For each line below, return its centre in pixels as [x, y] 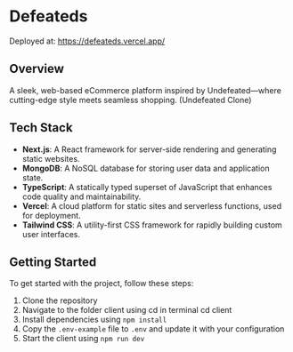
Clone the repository [60, 300]
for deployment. [52, 215]
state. [33, 177]
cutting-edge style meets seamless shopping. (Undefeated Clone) [130, 100]
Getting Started [53, 262]
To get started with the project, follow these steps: [102, 284]
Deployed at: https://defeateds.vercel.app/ [87, 41]
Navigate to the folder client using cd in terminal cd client [127, 310]
